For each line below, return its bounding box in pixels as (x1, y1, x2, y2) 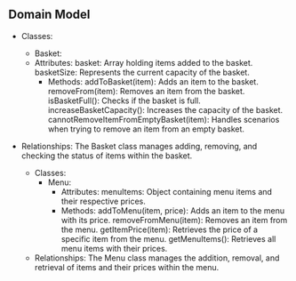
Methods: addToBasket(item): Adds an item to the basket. (47, 76, 259, 87)
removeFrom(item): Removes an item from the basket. (47, 85, 245, 96)
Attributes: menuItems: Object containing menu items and (60, 186, 273, 197)
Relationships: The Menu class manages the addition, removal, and (34, 253, 280, 263)
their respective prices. (60, 196, 146, 206)
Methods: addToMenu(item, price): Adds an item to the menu (60, 205, 285, 216)
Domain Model (8, 7, 91, 22)
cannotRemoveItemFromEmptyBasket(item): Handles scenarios (47, 114, 280, 124)
